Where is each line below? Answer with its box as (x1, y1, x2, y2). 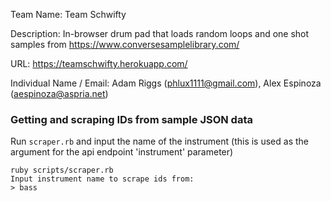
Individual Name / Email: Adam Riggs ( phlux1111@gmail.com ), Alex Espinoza (10, 77, 322, 89)
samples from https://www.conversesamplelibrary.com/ (10, 39, 240, 50)
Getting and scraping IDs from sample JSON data (10, 112, 253, 126)
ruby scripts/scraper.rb (10, 165, 114, 176)
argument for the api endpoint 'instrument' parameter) (10, 146, 234, 158)
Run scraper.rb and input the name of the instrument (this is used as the (10, 135, 309, 148)
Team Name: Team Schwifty (10, 9, 127, 20)
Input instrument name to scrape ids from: (10, 174, 195, 184)
